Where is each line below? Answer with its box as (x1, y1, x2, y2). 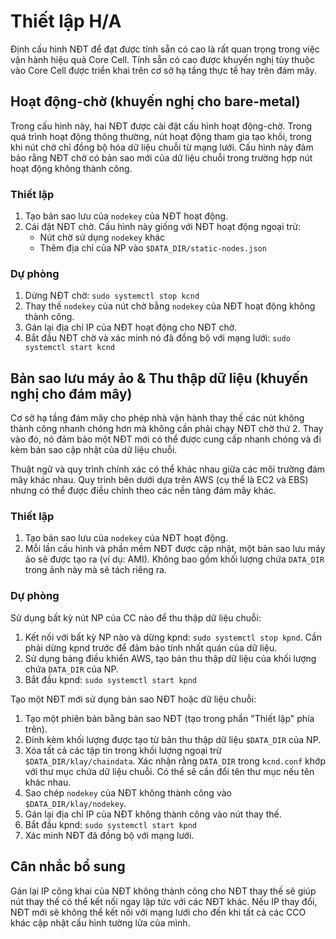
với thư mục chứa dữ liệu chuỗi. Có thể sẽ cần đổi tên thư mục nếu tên (24, 765, 315, 777)
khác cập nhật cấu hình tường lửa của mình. (10, 916, 191, 929)
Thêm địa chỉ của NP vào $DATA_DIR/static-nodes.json (39, 242, 267, 254)
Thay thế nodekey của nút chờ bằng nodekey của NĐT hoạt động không (24, 300, 316, 312)
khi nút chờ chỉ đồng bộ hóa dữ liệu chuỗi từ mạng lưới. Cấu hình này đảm (10, 141, 314, 153)
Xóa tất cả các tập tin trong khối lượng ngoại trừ (24, 744, 222, 756)
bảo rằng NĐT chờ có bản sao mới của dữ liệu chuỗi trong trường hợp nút (10, 151, 313, 164)
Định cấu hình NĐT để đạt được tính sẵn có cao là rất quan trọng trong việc (10, 43, 320, 55)
